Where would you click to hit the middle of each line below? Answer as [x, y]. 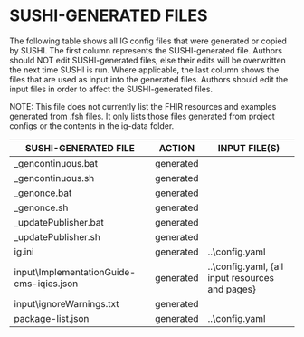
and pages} [232, 289]
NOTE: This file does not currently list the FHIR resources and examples [143, 106]
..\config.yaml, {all [246, 266]
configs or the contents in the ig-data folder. [92, 125]
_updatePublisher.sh [57, 236]
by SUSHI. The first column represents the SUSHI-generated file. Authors [146, 50]
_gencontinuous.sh [54, 178]
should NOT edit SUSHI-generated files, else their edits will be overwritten [148, 60]
